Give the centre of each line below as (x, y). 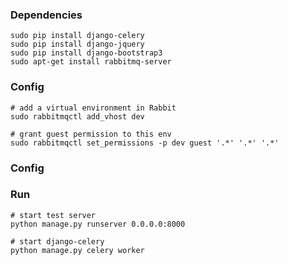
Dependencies (46, 15)
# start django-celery (57, 241)
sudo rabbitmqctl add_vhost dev (77, 116)
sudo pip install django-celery (77, 36)
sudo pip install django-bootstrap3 (86, 53)
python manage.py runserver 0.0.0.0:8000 (98, 224)
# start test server (53, 215)
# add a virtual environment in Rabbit (93, 108)
